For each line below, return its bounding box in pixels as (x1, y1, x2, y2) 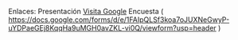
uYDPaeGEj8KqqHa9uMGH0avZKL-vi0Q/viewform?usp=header (8, 24, 217, 32)
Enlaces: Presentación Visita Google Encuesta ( (8, 7, 164, 16)
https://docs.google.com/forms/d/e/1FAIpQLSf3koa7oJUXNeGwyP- (8, 15, 230, 24)
